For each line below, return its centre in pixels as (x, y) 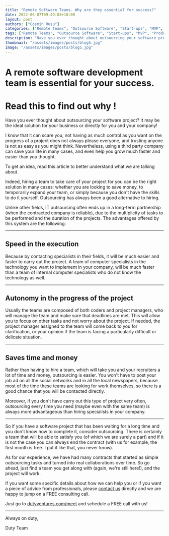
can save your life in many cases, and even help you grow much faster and (83, 151)
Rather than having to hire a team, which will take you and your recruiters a (83, 370)
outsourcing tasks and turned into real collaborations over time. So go (77, 463)
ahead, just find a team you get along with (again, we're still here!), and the (82, 468)
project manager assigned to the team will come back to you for (71, 326)
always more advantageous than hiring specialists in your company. (75, 412)
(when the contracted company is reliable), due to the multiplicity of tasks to (84, 213)
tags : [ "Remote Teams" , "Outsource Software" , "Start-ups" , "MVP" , (77, 33)
